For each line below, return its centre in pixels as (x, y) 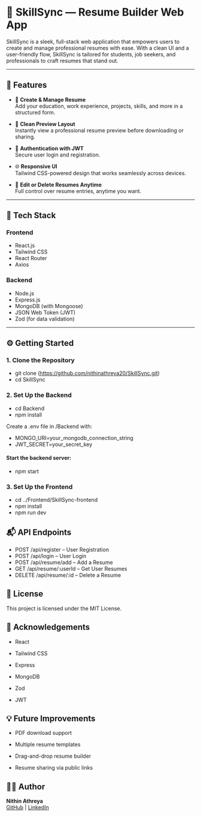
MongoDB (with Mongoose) (49, 306)
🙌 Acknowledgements (48, 627)
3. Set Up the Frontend (39, 487)
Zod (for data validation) (45, 319)
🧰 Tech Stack (31, 215)
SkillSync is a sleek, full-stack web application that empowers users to (93, 41)
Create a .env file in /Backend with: (49, 426)
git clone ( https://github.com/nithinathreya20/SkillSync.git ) (87, 373)
